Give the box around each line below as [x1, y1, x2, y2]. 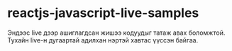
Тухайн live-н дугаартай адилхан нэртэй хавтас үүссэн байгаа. [7, 35, 199, 44]
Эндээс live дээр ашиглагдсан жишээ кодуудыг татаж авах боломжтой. [7, 28, 226, 37]
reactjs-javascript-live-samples [7, 5, 199, 21]
